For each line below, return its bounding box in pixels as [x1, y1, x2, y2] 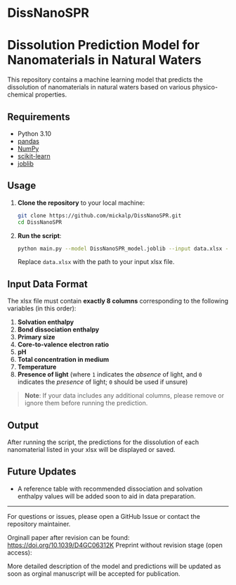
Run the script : [17, 231, 62, 240]
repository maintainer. [7, 520, 71, 528]
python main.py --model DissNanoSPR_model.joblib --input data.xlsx [17, 245, 223, 252]
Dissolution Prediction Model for [7, 37, 200, 54]
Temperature [17, 363, 57, 371]
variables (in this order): [7, 304, 77, 313]
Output [7, 419, 39, 431]
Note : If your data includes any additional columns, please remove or [24, 391, 225, 400]
